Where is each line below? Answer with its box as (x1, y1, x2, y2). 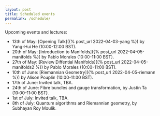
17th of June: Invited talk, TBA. (12, 80, 73, 86)
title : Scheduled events (5, 12, 55, 16)
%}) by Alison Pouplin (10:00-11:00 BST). (12, 74, 93, 80)
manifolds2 (12, 64, 35, 70)
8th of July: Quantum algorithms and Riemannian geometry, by (12, 100, 137, 106)
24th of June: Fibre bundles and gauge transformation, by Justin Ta (12, 85, 147, 91)
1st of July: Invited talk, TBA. (12, 95, 69, 101)
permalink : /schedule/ (5, 16, 51, 21)
